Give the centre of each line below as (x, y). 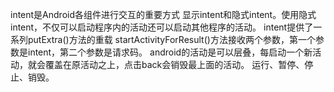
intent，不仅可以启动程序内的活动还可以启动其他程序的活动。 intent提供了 (162, 27)
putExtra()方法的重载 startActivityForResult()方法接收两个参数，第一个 (171, 39)
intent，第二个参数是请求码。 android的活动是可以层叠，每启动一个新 (170, 52)
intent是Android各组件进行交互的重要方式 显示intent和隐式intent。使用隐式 (163, 14)
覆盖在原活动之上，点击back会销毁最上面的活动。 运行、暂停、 (174, 64)
